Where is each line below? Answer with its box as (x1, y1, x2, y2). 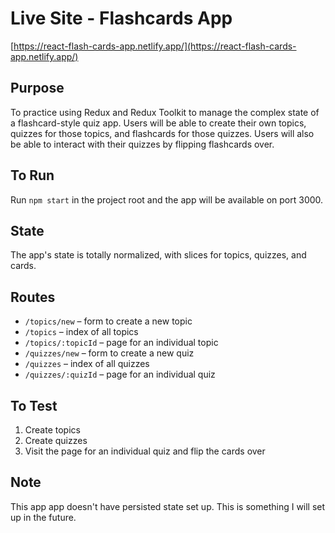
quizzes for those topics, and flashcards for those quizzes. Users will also (10, 127, 315, 139)
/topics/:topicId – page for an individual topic (24, 337, 219, 349)
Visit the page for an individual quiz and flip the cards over (24, 445, 266, 457)
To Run (10, 167, 55, 184)
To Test (10, 397, 58, 414)
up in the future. (10, 511, 77, 523)
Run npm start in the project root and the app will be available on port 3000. (10, 193, 324, 206)
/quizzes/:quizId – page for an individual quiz (24, 368, 216, 381)
